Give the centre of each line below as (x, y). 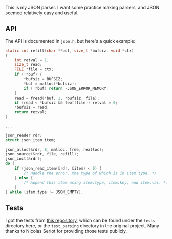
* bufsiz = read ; (32, 107)
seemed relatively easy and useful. (42, 13)
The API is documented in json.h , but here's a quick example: (70, 41)
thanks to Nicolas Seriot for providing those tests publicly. (66, 231)
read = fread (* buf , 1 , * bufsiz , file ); (57, 98)
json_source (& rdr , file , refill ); (42, 154)
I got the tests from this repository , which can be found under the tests (80, 220)
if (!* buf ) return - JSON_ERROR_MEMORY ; (66, 88)
